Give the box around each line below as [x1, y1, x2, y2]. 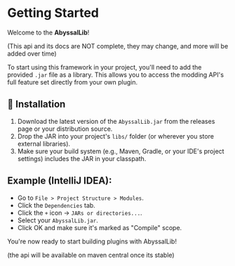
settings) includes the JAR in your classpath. [17, 154, 147, 163]
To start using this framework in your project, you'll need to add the [7, 63, 202, 71]
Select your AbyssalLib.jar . [17, 216, 98, 224]
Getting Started [7, 5, 100, 21]
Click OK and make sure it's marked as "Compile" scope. [17, 223, 182, 232]
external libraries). [17, 139, 71, 148]
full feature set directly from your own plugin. [7, 77, 138, 86]
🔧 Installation [7, 99, 66, 110]
